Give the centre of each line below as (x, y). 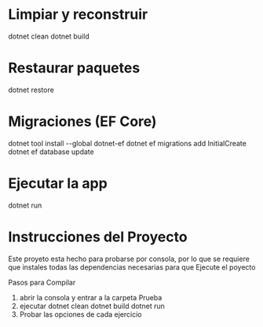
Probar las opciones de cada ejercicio (81, 314)
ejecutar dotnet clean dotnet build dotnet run (92, 306)
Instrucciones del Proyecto (98, 237)
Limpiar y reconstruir (78, 15)
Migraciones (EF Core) (82, 121)
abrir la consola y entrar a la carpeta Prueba (91, 297)
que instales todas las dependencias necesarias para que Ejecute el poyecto (132, 267)
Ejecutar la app (58, 183)
